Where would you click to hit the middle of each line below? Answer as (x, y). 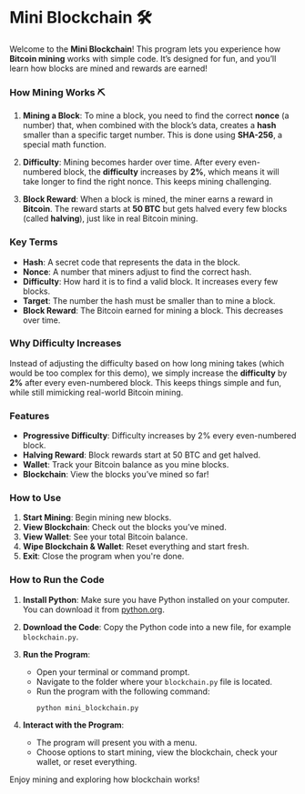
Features (30, 416)
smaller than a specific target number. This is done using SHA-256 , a (152, 135)
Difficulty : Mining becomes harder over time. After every (129, 162)
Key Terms (34, 242)
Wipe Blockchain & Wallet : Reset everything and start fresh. (136, 547)
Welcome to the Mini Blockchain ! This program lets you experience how (145, 49)
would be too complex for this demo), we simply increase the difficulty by (148, 373)
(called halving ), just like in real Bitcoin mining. (110, 218)
